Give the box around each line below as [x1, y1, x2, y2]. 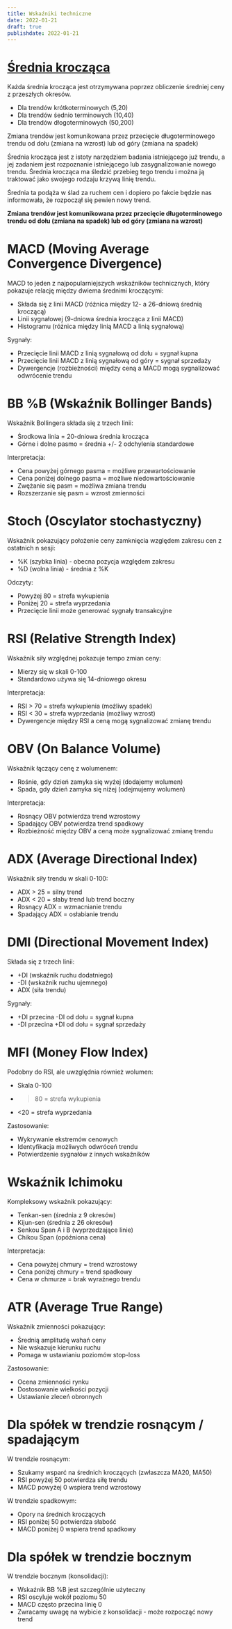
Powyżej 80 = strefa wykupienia [17, 592, 110, 600]
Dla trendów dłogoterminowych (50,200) [17, 118, 134, 127]
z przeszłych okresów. [7, 90, 72, 98]
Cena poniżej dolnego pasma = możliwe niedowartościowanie [17, 474, 195, 483]
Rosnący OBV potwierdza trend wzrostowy [17, 812, 140, 820]
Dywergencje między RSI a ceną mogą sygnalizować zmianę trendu [17, 716, 212, 725]
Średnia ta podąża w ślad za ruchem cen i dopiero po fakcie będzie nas [7, 189, 212, 197]
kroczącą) [17, 307, 47, 316]
